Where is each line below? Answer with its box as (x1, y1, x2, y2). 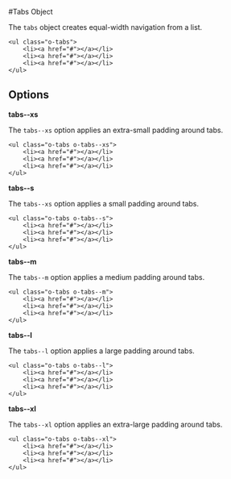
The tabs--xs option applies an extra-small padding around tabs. (8, 125, 224, 135)
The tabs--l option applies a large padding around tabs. (8, 346, 195, 356)
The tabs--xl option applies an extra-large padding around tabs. (8, 419, 223, 429)
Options (8, 88, 50, 102)
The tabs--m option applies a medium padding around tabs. (8, 272, 205, 281)
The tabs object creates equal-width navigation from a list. (8, 23, 203, 31)
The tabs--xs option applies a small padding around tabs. (8, 198, 200, 208)
